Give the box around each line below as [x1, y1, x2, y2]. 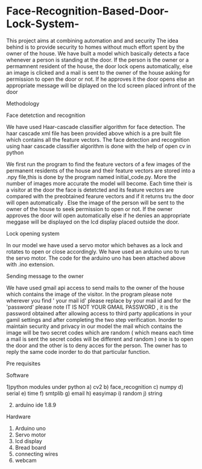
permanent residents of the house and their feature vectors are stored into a [6, 167, 195, 174]
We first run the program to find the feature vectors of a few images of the [6, 160, 191, 168]
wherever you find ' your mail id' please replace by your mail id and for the [6, 297, 191, 304]
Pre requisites [6, 360, 41, 367]
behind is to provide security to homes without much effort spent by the [6, 43, 185, 51]
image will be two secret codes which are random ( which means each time [6, 329, 194, 336]
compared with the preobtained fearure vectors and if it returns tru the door [6, 192, 194, 200]
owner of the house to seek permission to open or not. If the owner [6, 205, 173, 212]
